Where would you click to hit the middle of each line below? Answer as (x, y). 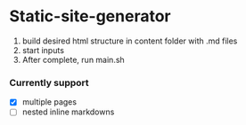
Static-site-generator (90, 16)
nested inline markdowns (68, 112)
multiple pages (49, 102)
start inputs (43, 50)
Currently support (49, 82)
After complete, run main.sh (73, 59)
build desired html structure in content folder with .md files (130, 41)
